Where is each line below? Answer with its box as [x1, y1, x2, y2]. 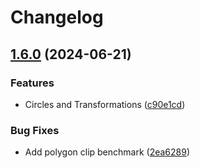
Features [10, 76, 55, 90]
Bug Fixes [10, 123, 60, 137]
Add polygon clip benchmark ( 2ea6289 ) [24, 146, 191, 158]
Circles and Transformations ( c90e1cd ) [24, 98, 186, 110]
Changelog [10, 6, 104, 29]
